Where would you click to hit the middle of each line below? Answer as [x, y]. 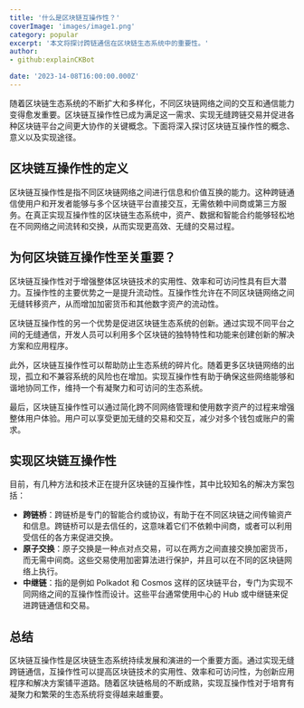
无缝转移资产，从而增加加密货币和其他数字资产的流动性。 [116, 304]
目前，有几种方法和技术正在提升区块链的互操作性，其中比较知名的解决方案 [148, 484]
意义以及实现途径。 [45, 137]
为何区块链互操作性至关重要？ [93, 258]
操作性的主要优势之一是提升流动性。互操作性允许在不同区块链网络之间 [164, 292]
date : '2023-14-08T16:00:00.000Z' [75, 77]
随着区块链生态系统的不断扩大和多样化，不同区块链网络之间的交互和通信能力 [152, 103]
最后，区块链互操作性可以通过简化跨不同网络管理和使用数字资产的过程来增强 [152, 407]
